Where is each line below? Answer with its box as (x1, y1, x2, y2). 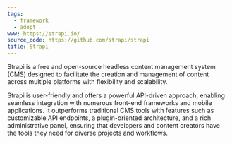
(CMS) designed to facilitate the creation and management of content (7, 70, 209, 78)
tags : (7, 10, 23, 18)
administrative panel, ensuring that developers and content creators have (7, 121, 221, 129)
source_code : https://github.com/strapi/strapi (7, 37, 150, 44)
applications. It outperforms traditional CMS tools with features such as (7, 107, 214, 114)
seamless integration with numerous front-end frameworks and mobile (7, 99, 213, 107)
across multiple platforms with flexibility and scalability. (7, 78, 168, 85)
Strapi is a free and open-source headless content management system (7, 63, 216, 71)
